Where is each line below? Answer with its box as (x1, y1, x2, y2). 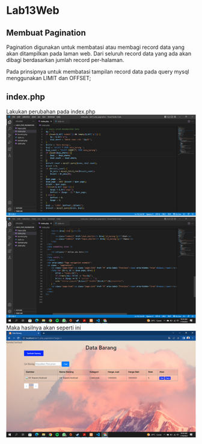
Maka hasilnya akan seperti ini (6, 324, 81, 331)
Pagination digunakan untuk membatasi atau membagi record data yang (6, 43, 185, 51)
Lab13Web (6, 4, 60, 17)
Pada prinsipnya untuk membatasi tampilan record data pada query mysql (6, 68, 189, 75)
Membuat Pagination (6, 28, 86, 38)
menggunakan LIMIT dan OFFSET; (6, 75, 91, 81)
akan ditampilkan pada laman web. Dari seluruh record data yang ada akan (6, 50, 191, 57)
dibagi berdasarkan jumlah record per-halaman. (6, 57, 124, 63)
